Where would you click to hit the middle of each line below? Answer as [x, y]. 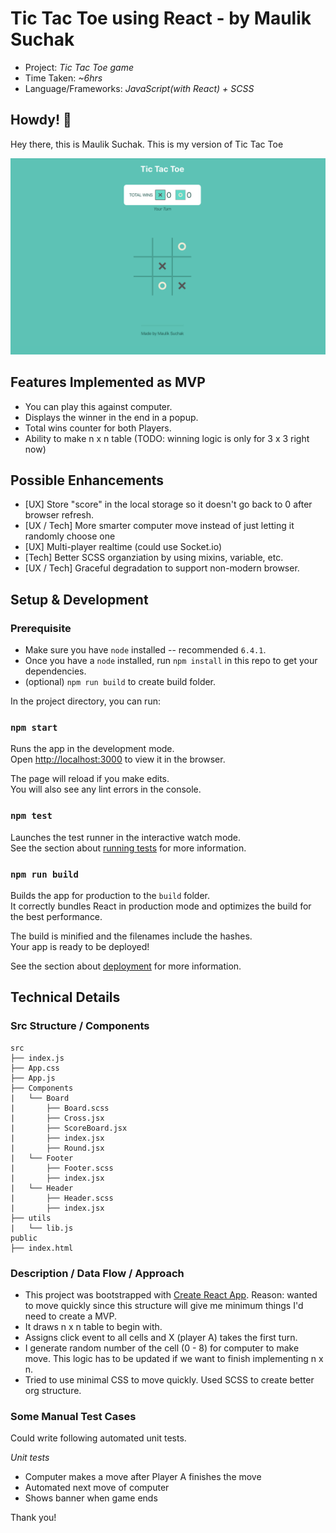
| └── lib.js [42, 1228]
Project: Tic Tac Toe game [79, 67]
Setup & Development [79, 599]
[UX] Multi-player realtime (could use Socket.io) [123, 547]
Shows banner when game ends [91, 1498]
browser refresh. [59, 515]
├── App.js [33, 1078]
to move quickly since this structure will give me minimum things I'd [164, 1305]
